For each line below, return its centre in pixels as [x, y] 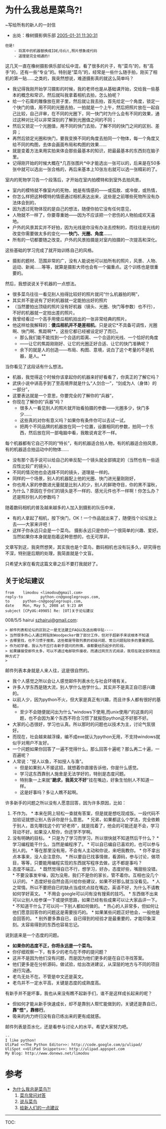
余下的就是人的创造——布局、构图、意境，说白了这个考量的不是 [84, 350]
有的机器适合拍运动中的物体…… [37, 449]
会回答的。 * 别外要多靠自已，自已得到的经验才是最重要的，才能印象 [82, 918]
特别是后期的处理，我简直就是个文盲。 [57, 553]
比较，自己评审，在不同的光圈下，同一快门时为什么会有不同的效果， [86, 113]
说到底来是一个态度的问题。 [33, 935]
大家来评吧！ [39, 524]
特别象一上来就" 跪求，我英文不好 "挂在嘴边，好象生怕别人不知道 [84, 780]
